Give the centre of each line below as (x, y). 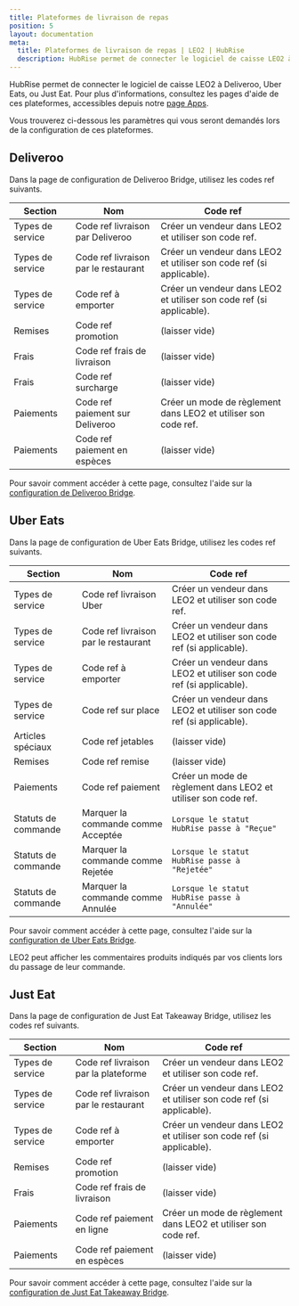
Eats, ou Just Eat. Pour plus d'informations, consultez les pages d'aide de (144, 94)
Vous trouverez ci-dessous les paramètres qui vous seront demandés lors (145, 120)
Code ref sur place (121, 710)
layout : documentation (51, 34)
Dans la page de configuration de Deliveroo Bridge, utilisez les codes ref (142, 179)
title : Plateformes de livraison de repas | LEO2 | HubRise (131, 51)
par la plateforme (111, 1073)
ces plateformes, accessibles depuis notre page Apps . (109, 103)
